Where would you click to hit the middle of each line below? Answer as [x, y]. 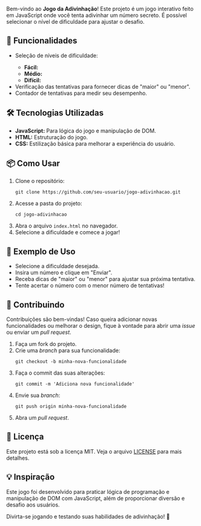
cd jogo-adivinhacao [41, 215]
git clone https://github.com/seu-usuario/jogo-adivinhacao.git [98, 192]
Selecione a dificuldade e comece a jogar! [68, 232]
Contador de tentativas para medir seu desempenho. [81, 93]
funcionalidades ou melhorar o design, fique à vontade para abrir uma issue [101, 326]
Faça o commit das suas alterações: [60, 373]
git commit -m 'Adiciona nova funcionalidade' [75, 384]
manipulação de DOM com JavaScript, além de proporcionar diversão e [96, 498]
